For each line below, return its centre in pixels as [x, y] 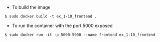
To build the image [31, 7]
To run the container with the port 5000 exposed [62, 25]
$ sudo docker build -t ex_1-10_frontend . [51, 16]
